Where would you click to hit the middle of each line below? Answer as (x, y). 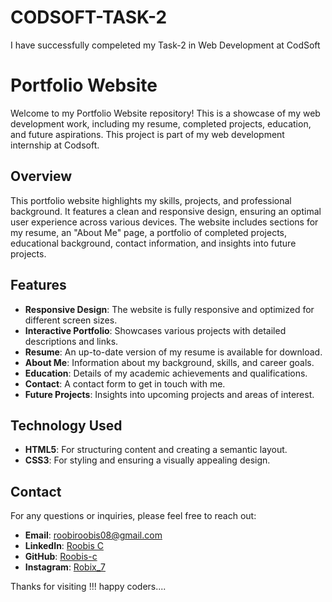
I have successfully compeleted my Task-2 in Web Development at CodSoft (165, 45)
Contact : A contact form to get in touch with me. (125, 383)
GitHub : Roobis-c (61, 557)
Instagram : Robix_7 (65, 567)
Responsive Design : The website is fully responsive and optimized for (169, 309)
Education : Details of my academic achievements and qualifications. (166, 373)
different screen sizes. (71, 320)
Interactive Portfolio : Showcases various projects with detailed (155, 330)
